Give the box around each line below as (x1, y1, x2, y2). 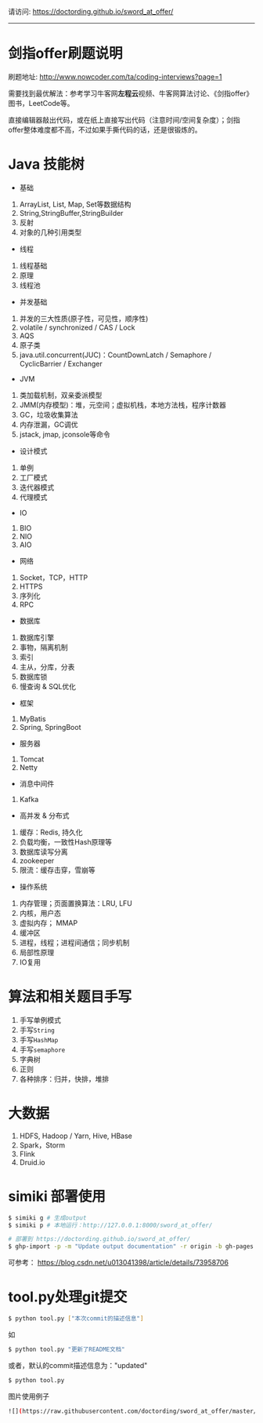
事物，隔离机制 (19, 642, 68, 651)
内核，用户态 (19, 908, 61, 918)
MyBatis (19, 713, 46, 724)
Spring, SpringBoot (19, 722, 81, 732)
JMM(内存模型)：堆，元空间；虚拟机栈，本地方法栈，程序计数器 (19, 400, 227, 410)
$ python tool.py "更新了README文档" (8, 1345, 125, 1353)
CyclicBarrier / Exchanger (19, 359, 103, 368)
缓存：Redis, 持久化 (19, 827, 84, 837)
